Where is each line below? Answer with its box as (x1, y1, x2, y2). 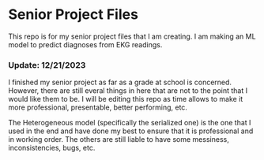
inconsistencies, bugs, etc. (8, 143, 96, 153)
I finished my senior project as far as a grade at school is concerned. (8, 77, 232, 87)
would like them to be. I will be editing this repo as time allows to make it (8, 95, 243, 104)
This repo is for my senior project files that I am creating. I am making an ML (8, 32, 256, 41)
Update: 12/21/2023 (8, 59, 86, 70)
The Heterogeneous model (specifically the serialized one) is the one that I (8, 118, 251, 128)
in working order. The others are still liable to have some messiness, (8, 135, 229, 144)
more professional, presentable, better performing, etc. (8, 102, 188, 112)
